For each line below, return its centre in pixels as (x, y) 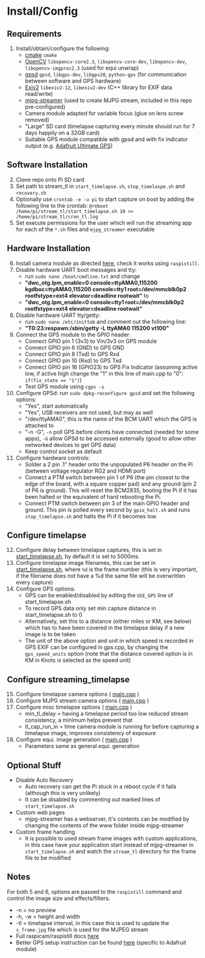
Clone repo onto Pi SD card (50, 180)
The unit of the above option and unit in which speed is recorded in (109, 641)
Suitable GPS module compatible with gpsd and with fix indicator (106, 139)
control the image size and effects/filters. (59, 898)
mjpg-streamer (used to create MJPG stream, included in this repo (108, 100)
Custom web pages (40, 813)
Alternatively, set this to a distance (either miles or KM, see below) (108, 622)
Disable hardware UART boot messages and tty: (76, 269)
